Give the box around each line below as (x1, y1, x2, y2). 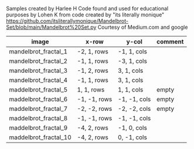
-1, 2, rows (77, 67, 108, 74)
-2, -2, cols (118, 105, 151, 113)
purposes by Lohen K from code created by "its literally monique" (6, 11, 165, 18)
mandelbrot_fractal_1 (9, 48, 68, 55)
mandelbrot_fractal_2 (9, 57, 68, 65)
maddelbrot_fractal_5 (9, 86, 68, 93)
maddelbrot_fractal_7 (9, 105, 68, 113)
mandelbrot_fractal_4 (9, 76, 68, 84)
